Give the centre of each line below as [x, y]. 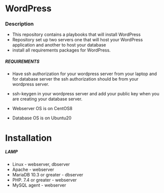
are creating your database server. [47, 99]
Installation [29, 138]
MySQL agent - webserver [39, 185]
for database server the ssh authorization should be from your [75, 79]
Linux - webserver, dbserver [41, 164]
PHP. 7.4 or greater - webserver [45, 180]
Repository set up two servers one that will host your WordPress [77, 40]
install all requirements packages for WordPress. [61, 50]
